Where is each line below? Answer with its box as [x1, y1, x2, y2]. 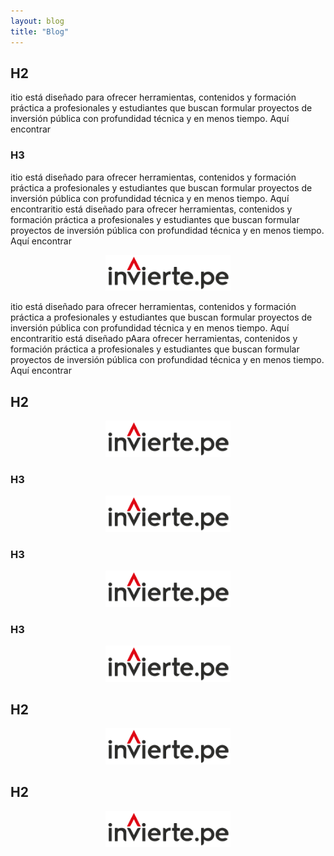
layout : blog [10, 16, 65, 26]
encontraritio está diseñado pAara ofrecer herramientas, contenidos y [10, 333, 298, 345]
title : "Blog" [10, 26, 70, 37]
